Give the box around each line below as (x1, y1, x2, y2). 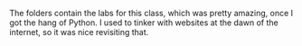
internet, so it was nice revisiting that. (9, 27, 149, 37)
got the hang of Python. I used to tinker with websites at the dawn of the (9, 17, 278, 28)
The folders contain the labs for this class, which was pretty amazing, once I (9, 8, 294, 18)
